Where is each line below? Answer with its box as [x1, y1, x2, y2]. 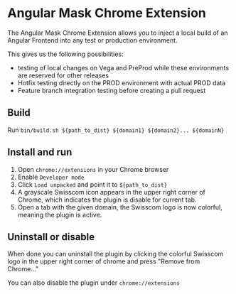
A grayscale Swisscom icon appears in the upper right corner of [17, 187, 206, 196]
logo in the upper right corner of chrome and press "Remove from [7, 257, 200, 266]
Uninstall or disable [7, 231, 95, 243]
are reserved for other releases [17, 71, 109, 80]
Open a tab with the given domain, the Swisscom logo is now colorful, [17, 202, 222, 211]
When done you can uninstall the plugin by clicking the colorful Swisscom [7, 250, 224, 258]
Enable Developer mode [17, 173, 85, 181]
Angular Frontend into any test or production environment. [7, 36, 178, 44]
